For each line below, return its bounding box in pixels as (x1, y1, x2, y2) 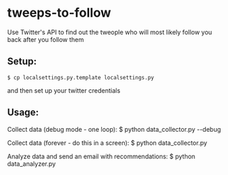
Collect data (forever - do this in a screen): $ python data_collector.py (7, 138, 208, 147)
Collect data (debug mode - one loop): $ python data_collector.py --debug (7, 125, 221, 133)
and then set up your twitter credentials (7, 86, 121, 95)
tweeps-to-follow (7, 5, 112, 21)
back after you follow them (7, 35, 84, 43)
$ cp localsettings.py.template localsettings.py (7, 74, 155, 81)
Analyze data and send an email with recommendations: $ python (7, 152, 196, 160)
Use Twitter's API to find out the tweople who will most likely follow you (7, 28, 213, 36)
